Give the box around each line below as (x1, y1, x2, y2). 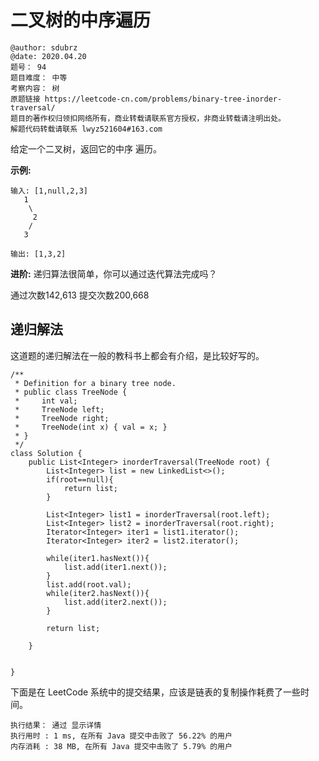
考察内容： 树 (10, 83, 60, 93)
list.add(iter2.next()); (63, 597, 168, 607)
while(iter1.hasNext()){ (46, 553, 150, 563)
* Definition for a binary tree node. (14, 378, 177, 388)
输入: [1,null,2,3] (10, 186, 89, 196)
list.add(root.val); (46, 579, 132, 590)
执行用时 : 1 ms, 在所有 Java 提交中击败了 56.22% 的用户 (10, 731, 233, 741)
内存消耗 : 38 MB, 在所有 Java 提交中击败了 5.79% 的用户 (10, 741, 233, 751)
